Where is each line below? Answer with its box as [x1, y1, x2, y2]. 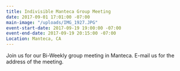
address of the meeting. [6, 58, 64, 65]
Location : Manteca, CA [6, 36, 61, 42]
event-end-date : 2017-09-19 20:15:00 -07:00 [6, 31, 116, 36]
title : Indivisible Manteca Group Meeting [6, 8, 111, 15]
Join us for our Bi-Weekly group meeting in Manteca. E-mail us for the [6, 52, 175, 59]
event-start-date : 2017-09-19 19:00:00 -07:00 [6, 25, 122, 31]
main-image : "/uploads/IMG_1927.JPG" [6, 19, 98, 25]
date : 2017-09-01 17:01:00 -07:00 [6, 14, 91, 20]
